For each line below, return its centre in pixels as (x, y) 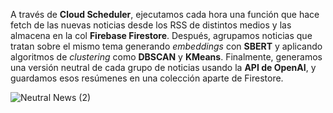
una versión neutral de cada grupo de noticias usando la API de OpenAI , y (163, 67)
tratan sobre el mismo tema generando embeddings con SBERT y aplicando (166, 46)
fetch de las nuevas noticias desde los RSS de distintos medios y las (151, 25)
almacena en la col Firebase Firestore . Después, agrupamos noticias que (161, 35)
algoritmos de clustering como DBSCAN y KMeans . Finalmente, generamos (166, 57)
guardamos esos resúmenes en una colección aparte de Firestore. (147, 78)
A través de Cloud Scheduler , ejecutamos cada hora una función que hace (165, 14)
